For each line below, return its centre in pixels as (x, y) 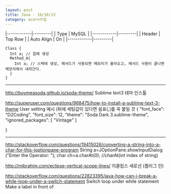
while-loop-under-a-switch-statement (45, 181)
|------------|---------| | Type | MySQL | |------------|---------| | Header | (83, 34)
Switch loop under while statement (123, 181)
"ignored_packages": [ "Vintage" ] (41, 120)
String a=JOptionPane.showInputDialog (121, 150)
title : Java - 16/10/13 (31, 15)
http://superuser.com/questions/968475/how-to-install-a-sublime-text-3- (83, 103)
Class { (13, 49)
